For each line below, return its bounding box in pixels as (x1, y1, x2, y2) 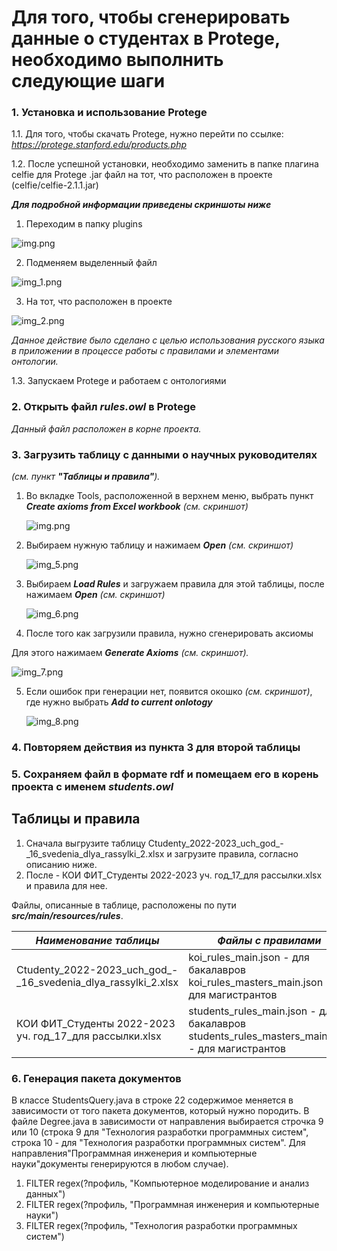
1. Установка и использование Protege (11, 106, 208, 120)
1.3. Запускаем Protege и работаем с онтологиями (11, 375, 227, 387)
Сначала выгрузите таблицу (25, 837, 146, 849)
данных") (25, 1188, 66, 1200)
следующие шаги (11, 70, 166, 93)
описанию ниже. (25, 858, 98, 870)
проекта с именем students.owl (11, 779, 174, 793)
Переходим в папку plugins (25, 218, 143, 230)
